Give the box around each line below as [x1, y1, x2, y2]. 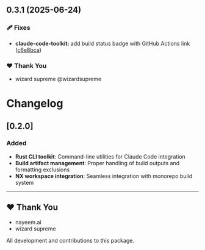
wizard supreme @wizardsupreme [15, 75, 102, 82]
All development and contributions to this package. [6, 237, 134, 244]
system [15, 179, 34, 186]
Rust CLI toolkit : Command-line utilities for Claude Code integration [15, 152, 186, 160]
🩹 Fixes [6, 24, 31, 32]
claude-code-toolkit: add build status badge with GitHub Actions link [15, 40, 190, 47]
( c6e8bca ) [15, 46, 41, 54]
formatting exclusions [15, 166, 70, 173]
